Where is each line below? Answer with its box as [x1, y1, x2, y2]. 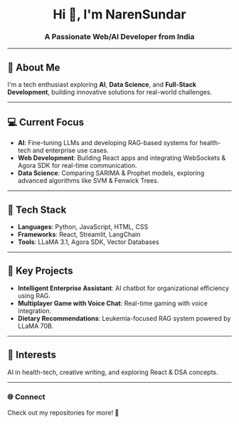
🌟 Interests [7, 349, 57, 361]
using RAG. [17, 291, 51, 300]
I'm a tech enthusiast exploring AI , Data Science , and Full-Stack [7, 80, 197, 89]
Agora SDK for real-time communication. [17, 161, 137, 170]
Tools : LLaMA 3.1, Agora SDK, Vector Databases [17, 238, 159, 246]
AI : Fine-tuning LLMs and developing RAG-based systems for [17, 139, 198, 147]
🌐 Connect [7, 392, 46, 402]
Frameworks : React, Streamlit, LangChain [17, 230, 141, 238]
